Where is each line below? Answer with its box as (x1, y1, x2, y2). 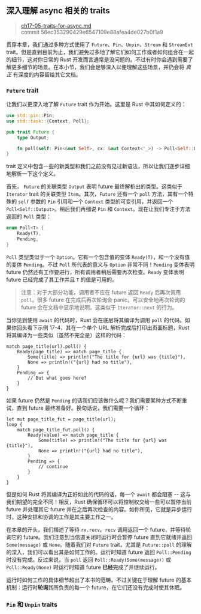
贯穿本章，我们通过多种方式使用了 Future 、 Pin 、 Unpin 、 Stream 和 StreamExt (6, 41, 193, 48)
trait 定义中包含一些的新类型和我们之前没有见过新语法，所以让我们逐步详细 (6, 163, 190, 170)
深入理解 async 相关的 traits (6, 5, 111, 16)
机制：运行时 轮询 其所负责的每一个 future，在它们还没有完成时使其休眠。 (6, 583, 185, 591)
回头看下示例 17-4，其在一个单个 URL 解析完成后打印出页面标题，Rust (16, 324, 190, 331)
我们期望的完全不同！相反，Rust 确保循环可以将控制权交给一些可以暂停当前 (6, 498, 192, 505)
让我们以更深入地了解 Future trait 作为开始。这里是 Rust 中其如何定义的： (6, 101, 187, 108)
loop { (6, 421, 23, 428)
